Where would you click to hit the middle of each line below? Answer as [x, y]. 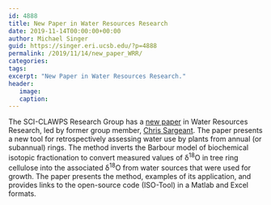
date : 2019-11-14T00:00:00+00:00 [65, 31]
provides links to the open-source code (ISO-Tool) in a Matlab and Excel [129, 185]
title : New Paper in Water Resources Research [88, 23]
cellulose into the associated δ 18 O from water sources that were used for [130, 167]
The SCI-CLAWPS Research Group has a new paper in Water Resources [128, 122]
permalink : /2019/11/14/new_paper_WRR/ [76, 53]
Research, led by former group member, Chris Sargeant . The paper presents [135, 130]
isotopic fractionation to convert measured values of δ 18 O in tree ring [123, 157]
